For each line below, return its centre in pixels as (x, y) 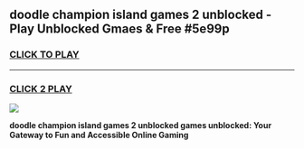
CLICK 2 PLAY (41, 88)
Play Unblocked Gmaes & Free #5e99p (119, 29)
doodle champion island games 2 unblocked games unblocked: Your (141, 125)
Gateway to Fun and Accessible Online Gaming (99, 135)
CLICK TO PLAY (44, 55)
